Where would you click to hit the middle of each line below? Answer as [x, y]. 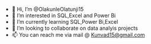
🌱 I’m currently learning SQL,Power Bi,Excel [65, 22]
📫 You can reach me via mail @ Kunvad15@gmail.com [78, 35]
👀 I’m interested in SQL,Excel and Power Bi [64, 15]
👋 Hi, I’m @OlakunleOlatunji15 [48, 9]
